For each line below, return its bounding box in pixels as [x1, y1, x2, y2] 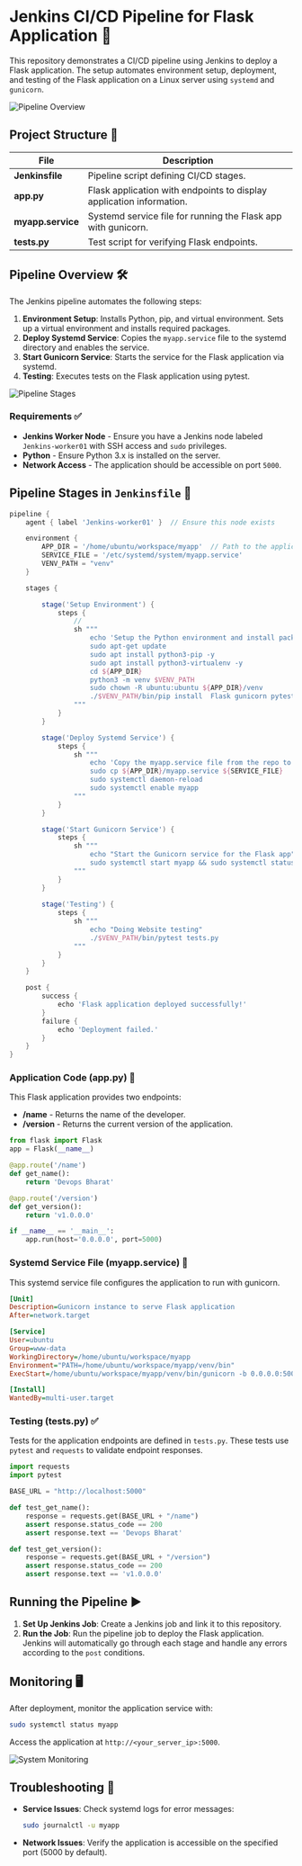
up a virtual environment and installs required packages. [22, 322, 231, 334]
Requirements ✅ [9, 410, 83, 423]
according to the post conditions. [22, 1646, 146, 1657]
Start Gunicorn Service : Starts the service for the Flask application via [22, 351, 285, 362]
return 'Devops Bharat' [25, 1177, 115, 1187]
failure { [41, 1017, 78, 1026]
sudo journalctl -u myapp [22, 1821, 120, 1830]
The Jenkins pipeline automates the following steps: [9, 295, 202, 307]
